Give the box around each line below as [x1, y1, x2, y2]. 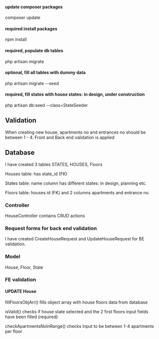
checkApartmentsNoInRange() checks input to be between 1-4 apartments [5, 323, 154, 329]
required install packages [5, 26, 58, 32]
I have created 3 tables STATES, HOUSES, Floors [5, 161, 103, 167]
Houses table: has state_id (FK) [5, 170, 68, 177]
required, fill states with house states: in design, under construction [5, 91, 145, 97]
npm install [5, 36, 27, 42]
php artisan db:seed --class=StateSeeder [5, 102, 88, 108]
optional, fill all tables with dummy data [5, 69, 86, 75]
